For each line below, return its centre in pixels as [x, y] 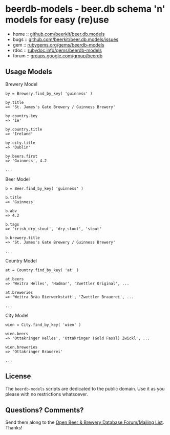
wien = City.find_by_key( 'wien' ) [43, 325]
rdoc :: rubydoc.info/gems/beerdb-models [57, 50]
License [18, 376]
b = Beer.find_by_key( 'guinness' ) [44, 188]
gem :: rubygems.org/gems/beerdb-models [58, 45]
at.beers [15, 279]
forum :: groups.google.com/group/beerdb [58, 56]
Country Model [21, 260]
